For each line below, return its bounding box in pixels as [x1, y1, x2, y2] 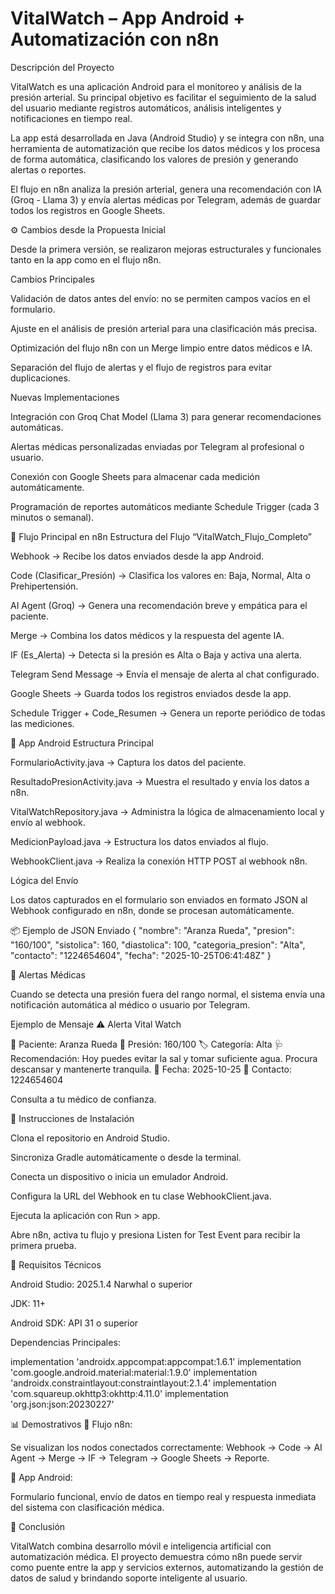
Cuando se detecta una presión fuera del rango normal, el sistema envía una [10, 988, 326, 1000]
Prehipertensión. [10, 580, 79, 592]
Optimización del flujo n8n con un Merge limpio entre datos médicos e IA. [10, 342, 313, 354]
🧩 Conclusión [10, 1520, 66, 1532]
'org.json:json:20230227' [10, 1398, 115, 1410]
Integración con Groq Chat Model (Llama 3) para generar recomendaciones [10, 410, 322, 422]
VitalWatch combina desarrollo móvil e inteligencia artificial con [10, 1540, 272, 1552]
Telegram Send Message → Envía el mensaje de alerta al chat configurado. [10, 668, 320, 680]
